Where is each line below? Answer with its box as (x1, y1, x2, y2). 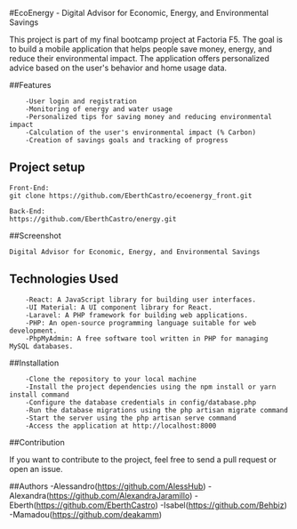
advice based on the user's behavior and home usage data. (9, 62, 228, 73)
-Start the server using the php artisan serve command (25, 413, 237, 422)
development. (9, 326, 58, 335)
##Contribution (9, 437, 65, 447)
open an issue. (9, 463, 64, 474)
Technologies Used (9, 271, 118, 287)
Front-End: (9, 183, 50, 192)
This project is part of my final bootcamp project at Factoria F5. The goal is (9, 35, 283, 44)
